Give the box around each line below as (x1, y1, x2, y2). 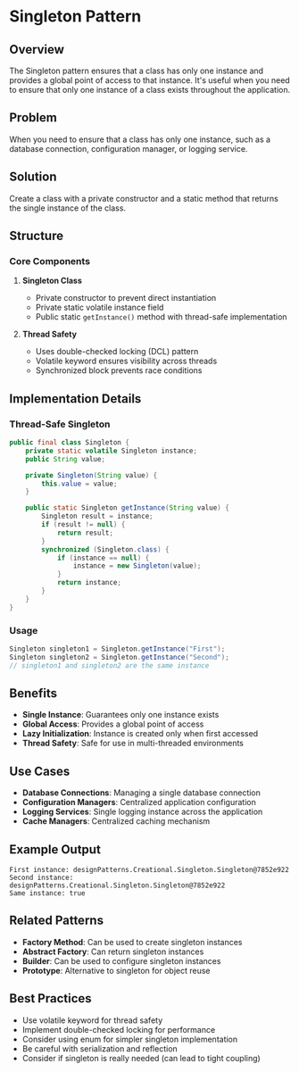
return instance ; (56, 578, 122, 587)
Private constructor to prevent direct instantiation (35, 293, 217, 303)
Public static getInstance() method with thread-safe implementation (35, 312, 287, 322)
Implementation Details (9, 391, 142, 406)
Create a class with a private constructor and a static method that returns (9, 193, 278, 204)
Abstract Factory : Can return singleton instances (21, 946, 204, 957)
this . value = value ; (41, 479, 118, 488)
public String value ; (25, 454, 105, 463)
